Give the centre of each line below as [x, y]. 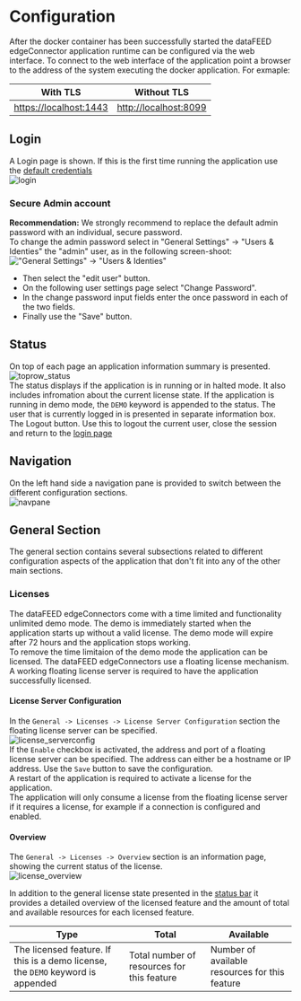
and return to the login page [61, 433]
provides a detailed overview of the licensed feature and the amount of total [149, 903]
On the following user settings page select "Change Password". [139, 288]
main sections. [36, 571]
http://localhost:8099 [162, 107]
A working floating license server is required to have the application [134, 671]
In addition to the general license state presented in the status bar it [134, 893]
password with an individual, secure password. [96, 233]
